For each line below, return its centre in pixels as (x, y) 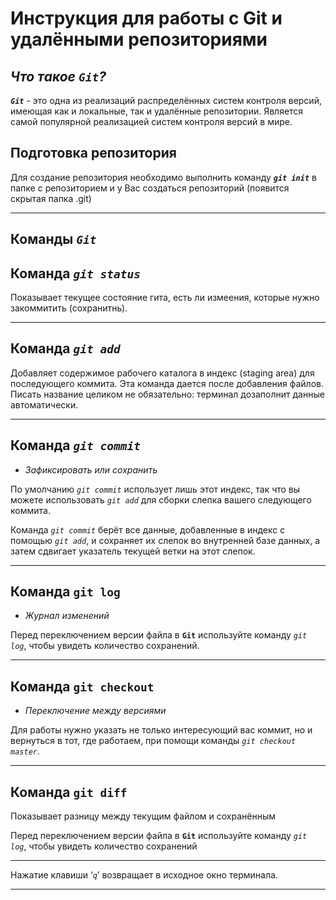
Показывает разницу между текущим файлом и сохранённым (143, 816)
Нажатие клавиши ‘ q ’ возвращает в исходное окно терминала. (144, 875)
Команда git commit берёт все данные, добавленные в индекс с (148, 529)
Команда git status (75, 273)
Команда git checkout (82, 686)
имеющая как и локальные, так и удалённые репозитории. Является (157, 111)
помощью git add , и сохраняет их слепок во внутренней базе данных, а (165, 540)
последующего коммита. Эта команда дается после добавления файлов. (167, 383)
